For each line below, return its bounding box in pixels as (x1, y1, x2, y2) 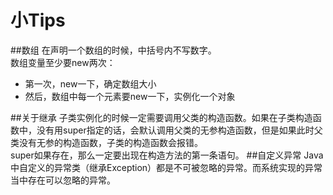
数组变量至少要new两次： (10, 56, 116, 68)
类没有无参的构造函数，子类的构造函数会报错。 (10, 136, 203, 148)
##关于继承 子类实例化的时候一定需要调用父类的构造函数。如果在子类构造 (10, 111, 313, 123)
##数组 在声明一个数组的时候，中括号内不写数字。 (10, 44, 217, 56)
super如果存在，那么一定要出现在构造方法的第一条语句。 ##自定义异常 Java (10, 149, 324, 161)
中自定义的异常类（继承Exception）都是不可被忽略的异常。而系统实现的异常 (10, 161, 323, 173)
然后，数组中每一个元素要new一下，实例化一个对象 (24, 90, 236, 102)
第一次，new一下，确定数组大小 (24, 77, 157, 90)
